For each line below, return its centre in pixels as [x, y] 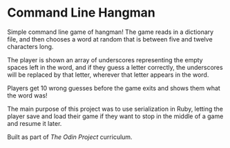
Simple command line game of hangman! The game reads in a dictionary [111, 32]
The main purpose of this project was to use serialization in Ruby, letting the [115, 109]
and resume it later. [35, 123]
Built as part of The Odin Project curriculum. [70, 137]
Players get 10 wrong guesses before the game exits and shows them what [114, 88]
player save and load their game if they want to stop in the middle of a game [115, 116]
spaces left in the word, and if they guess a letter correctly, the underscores [115, 67]
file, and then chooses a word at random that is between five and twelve [110, 39]
